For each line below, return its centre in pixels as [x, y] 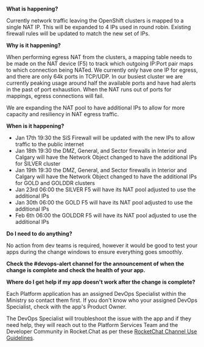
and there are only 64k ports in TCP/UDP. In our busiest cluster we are [95, 76]
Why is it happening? [33, 45]
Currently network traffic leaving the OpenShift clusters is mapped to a [95, 20]
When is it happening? [35, 126]
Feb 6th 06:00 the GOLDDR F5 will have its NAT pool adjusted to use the [106, 215]
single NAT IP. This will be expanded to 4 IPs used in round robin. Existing [99, 27]
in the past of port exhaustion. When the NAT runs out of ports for [89, 89]
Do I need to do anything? [39, 233]
